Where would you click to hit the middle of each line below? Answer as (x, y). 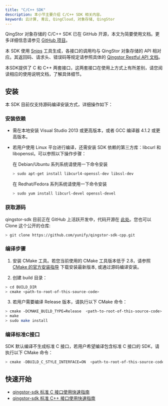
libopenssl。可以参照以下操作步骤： (49, 154)
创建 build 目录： (30, 277)
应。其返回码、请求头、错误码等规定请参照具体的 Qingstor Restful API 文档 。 (84, 57)
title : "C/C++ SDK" (25, 10)
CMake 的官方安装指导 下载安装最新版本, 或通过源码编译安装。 (77, 267)
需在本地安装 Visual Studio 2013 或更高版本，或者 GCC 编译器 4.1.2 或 (84, 130)
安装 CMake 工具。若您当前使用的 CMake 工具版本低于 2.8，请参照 (81, 261)
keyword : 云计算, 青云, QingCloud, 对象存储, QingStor (60, 19)
